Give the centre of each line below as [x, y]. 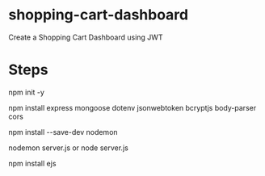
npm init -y [26, 92]
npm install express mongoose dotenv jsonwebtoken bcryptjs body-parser [132, 107]
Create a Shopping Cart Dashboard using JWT [86, 37]
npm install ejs [32, 163]
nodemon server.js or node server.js [69, 148]
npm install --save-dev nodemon [63, 132]
